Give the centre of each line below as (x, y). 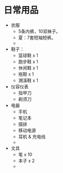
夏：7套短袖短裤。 (37, 37)
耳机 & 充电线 (32, 136)
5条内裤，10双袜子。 (39, 31)
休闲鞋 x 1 (28, 67)
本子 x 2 (26, 160)
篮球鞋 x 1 (28, 55)
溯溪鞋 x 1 (28, 80)
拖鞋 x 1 (26, 74)
